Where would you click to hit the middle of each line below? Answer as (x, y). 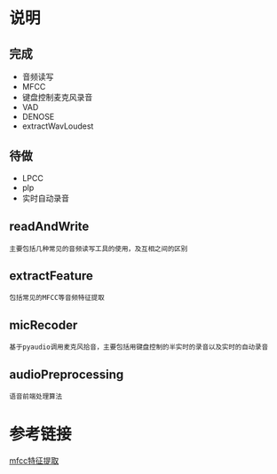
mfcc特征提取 (34, 461)
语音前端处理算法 (36, 397)
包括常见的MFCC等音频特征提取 (57, 298)
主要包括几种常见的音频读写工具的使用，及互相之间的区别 (99, 249)
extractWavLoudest (58, 126)
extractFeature (51, 276)
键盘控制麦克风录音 (57, 97)
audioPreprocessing (67, 374)
